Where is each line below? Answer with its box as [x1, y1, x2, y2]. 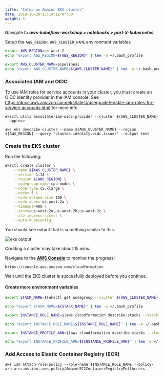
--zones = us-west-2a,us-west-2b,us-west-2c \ [14, 209, 106, 214]
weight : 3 [5, 16, 25, 21]
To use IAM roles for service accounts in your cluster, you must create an [5, 89, 152, 95]
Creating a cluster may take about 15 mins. [5, 245, 91, 251]
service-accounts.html [5, 105, 51, 111]
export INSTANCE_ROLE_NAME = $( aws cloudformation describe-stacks [5, 312, 141, 318]
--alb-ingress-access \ [14, 213, 62, 218]
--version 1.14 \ [14, 172, 49, 177]
